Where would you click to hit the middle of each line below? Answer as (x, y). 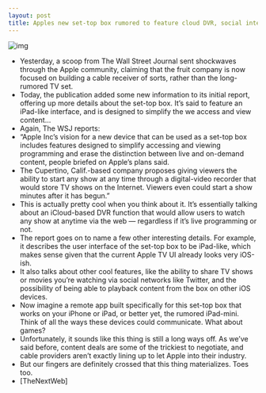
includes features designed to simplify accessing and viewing (120, 145)
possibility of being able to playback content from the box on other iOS (135, 288)
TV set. (61, 86)
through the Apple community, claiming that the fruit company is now (132, 69)
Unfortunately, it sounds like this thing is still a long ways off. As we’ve (134, 338)
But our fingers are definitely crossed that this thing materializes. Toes (134, 364)
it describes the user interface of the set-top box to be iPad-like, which (135, 246)
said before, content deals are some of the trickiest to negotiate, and (131, 347)
